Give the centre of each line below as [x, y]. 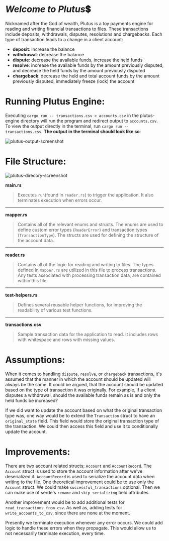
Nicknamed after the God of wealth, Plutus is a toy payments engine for [79, 23]
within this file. [32, 280]
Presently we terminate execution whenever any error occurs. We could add [84, 522]
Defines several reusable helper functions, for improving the [80, 304]
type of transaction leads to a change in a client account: [64, 39]
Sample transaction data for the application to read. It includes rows [88, 334]
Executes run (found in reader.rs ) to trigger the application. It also [86, 195]
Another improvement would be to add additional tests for [65, 502]
